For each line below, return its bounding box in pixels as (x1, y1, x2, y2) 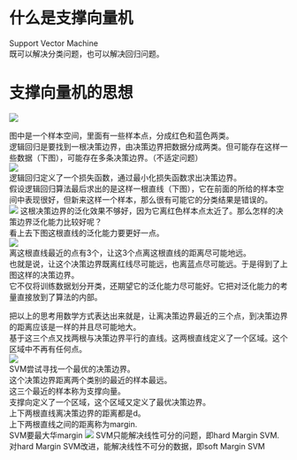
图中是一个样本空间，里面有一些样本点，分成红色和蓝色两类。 (9, 130, 234, 141)
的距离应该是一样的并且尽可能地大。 (9, 321, 141, 332)
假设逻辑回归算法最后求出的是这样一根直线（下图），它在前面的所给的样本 (9, 183, 277, 194)
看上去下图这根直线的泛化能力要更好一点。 (9, 227, 164, 238)
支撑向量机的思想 (9, 83, 134, 103)
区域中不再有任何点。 (9, 343, 87, 354)
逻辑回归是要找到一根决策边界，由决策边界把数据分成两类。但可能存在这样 (9, 141, 280, 151)
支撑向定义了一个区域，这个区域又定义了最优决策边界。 (9, 396, 210, 407)
